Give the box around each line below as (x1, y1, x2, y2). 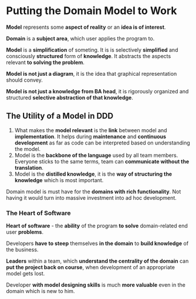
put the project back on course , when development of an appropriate (6, 264, 175, 271)
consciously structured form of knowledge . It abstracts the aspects (6, 52, 171, 59)
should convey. (6, 76, 43, 83)
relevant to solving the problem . (6, 59, 85, 66)
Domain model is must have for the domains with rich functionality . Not (6, 188, 181, 195)
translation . (14, 164, 44, 171)
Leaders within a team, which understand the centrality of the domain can (6, 257, 189, 265)
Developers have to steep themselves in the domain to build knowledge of (6, 240, 189, 247)
